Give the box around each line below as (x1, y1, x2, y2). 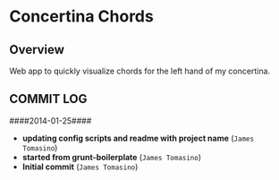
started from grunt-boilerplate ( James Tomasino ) (21, 151, 202, 162)
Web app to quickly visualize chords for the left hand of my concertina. (9, 65, 271, 76)
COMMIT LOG (9, 91, 88, 107)
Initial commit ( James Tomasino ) (21, 161, 139, 172)
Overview (9, 42, 65, 57)
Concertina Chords (9, 6, 154, 27)
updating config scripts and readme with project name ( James (21, 133, 255, 143)
